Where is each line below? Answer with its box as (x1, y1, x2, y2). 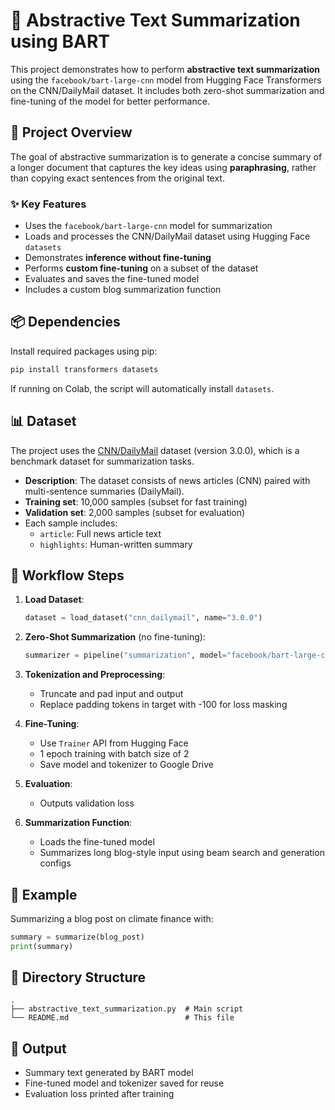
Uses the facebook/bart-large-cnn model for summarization (24, 220, 273, 232)
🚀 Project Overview (10, 124, 133, 141)
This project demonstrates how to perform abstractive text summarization (10, 63, 320, 75)
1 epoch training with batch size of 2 (39, 748, 190, 760)
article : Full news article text (39, 527, 162, 539)
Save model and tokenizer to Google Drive (39, 759, 214, 771)
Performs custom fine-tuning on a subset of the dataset (24, 262, 259, 274)
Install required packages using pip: (10, 345, 158, 357)
